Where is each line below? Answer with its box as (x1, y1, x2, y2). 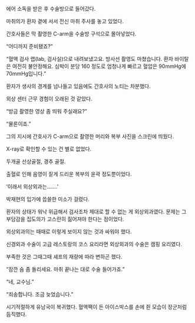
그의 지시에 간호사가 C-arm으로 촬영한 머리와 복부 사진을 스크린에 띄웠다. (6, 133, 174, 140)
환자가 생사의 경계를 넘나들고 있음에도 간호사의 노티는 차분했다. (6, 83, 151, 90)
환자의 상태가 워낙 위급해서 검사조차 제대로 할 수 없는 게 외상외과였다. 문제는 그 (6, 208, 187, 215)
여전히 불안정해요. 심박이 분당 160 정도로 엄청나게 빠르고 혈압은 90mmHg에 (12, 63, 187, 70)
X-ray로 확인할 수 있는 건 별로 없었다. (6, 145, 92, 152)
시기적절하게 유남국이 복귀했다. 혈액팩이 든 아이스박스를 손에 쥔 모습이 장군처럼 (6, 304, 187, 310)
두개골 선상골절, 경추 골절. (6, 158, 66, 165)
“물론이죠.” (6, 120, 31, 127)
